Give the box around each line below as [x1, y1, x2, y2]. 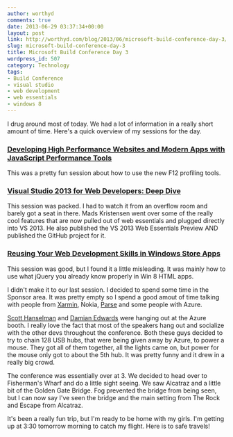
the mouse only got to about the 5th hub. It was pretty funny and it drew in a [7, 350, 225, 358]
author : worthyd [7, 10, 54, 17]
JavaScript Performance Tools [7, 153, 112, 163]
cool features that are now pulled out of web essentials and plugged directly [7, 217, 225, 225]
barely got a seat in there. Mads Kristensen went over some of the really [7, 209, 214, 217]
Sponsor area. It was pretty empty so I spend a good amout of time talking [7, 292, 220, 301]
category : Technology [7, 62, 70, 69]
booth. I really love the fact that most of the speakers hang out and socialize [7, 321, 225, 329]
